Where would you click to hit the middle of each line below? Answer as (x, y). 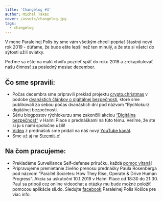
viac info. (21, 194)
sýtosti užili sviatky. (25, 52)
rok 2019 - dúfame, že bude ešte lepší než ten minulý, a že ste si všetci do (80, 47)
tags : (11, 23)
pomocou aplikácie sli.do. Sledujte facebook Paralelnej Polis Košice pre (84, 189)
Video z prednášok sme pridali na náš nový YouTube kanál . (71, 130)
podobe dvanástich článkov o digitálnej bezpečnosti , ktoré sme (76, 99)
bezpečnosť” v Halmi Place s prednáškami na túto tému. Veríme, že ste (84, 120)
